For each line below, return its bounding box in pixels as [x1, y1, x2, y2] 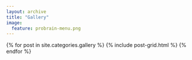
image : [6, 20, 23, 26]
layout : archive [6, 8, 46, 15]
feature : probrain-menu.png [11, 25, 81, 31]
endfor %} [6, 48, 32, 55]
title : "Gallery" [6, 14, 49, 20]
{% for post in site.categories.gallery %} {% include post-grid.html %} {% [6, 42, 187, 49]
